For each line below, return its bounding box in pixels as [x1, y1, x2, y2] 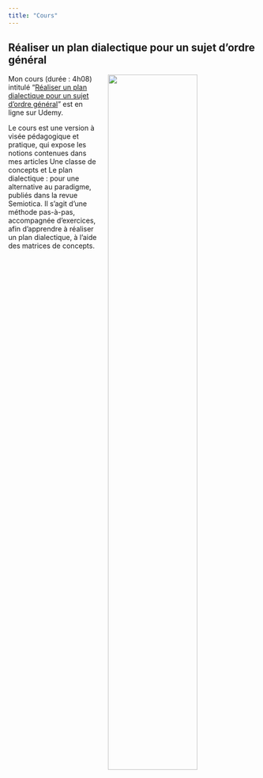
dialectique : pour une [8, 174, 80, 183]
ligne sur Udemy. [8, 108, 64, 117]
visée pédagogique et [8, 132, 79, 141]
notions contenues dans [8, 148, 87, 158]
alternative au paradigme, [8, 182, 92, 192]
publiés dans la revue [8, 191, 78, 200]
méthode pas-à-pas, [8, 208, 76, 217]
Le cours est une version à [8, 124, 95, 133]
